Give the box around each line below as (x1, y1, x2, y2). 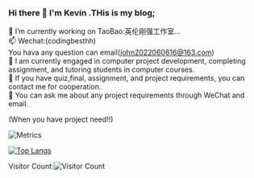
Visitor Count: (8, 161, 54, 172)
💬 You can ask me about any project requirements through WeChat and (8, 90, 245, 100)
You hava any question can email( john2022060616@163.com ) (8, 48, 215, 57)
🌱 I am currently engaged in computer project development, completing (8, 56, 246, 66)
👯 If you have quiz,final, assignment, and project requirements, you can (8, 73, 245, 83)
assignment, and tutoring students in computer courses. (8, 64, 195, 75)
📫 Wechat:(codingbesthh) (8, 36, 97, 46)
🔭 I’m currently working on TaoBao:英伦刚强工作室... (8, 27, 181, 36)
